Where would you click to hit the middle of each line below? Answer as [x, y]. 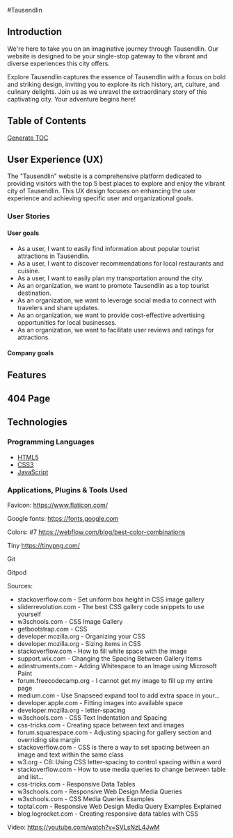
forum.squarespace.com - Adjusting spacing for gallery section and [114, 732]
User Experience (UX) [55, 160]
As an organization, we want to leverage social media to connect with [117, 300]
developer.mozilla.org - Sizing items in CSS [79, 643]
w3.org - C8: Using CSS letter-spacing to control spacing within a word [119, 762]
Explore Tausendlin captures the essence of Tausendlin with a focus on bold [116, 76]
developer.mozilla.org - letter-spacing [71, 710]
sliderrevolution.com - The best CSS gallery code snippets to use [111, 606]
